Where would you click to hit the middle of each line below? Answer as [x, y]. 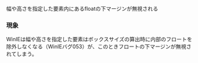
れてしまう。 [22, 54]
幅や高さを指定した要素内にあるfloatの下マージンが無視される [82, 9]
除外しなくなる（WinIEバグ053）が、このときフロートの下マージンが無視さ [99, 47]
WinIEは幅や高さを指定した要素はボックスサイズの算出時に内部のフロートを [99, 39]
